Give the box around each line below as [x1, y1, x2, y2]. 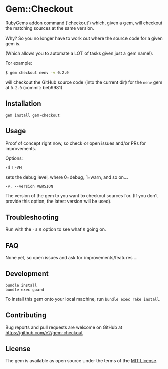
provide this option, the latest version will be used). [5, 198, 112, 205]
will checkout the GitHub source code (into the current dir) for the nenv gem [5, 79, 163, 85]
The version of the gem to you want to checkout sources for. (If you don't [5, 193, 158, 199]
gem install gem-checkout [5, 113, 60, 118]
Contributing [5, 311, 47, 320]
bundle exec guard [5, 287, 44, 292]
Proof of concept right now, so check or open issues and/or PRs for [5, 140, 146, 146]
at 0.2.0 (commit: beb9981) [5, 84, 63, 90]
